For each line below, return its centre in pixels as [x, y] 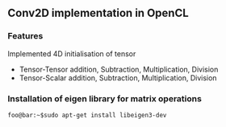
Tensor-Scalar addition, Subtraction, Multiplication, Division [118, 78]
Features [25, 36]
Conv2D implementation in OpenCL [98, 13]
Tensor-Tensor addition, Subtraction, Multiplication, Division [119, 69]
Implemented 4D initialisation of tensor [72, 53]
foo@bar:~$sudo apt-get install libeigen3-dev [87, 115]
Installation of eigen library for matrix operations [105, 98]
